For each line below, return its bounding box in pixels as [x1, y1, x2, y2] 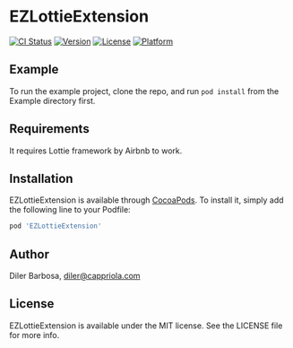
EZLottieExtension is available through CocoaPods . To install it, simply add [9, 195, 284, 205]
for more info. [9, 329, 60, 340]
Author [9, 247, 49, 262]
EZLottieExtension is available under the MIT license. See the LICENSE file [9, 320, 283, 331]
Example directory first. [9, 95, 96, 106]
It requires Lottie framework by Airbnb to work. [9, 145, 183, 156]
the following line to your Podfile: [9, 204, 132, 215]
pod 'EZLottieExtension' [9, 222, 102, 231]
